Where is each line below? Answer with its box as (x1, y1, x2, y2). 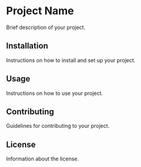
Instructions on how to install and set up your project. (6, 56, 136, 63)
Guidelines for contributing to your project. (6, 123, 110, 130)
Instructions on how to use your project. (6, 89, 103, 97)
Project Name (6, 4, 74, 18)
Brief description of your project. (6, 24, 86, 31)
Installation (6, 41, 48, 51)
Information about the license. (6, 155, 79, 162)
